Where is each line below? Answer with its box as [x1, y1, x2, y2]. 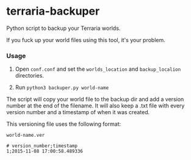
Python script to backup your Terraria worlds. [6, 24, 121, 32]
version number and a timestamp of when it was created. [6, 109, 150, 116]
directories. [15, 72, 45, 79]
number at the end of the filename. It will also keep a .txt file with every [6, 102, 185, 109]
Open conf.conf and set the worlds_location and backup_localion [15, 65, 181, 73]
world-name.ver [6, 133, 45, 139]
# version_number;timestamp [6, 143, 78, 149]
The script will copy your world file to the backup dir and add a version [6, 96, 184, 103]
